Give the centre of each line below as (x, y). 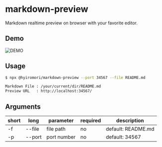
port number (61, 137)
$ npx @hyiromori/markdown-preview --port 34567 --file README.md (75, 77)
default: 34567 (124, 137)
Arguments (23, 107)
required (91, 120)
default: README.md (130, 129)
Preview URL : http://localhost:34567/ (49, 91)
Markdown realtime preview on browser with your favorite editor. (71, 23)
